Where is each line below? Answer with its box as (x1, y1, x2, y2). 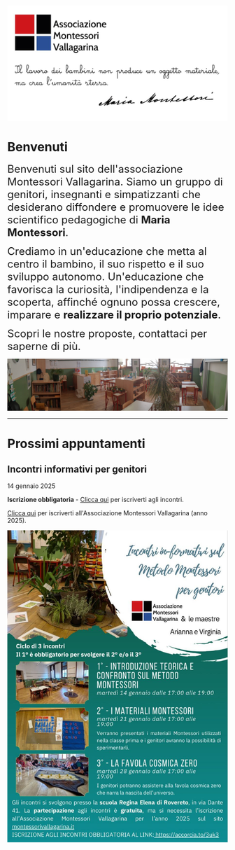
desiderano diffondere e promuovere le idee (7, 200, 225, 214)
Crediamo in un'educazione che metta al (7, 244, 207, 258)
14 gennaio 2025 (7, 482, 56, 490)
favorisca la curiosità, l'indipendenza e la (7, 283, 209, 296)
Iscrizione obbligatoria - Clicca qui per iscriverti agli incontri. (7, 496, 184, 504)
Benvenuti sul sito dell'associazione (7, 162, 183, 176)
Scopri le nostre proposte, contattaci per (7, 327, 208, 341)
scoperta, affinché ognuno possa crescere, (7, 295, 220, 309)
